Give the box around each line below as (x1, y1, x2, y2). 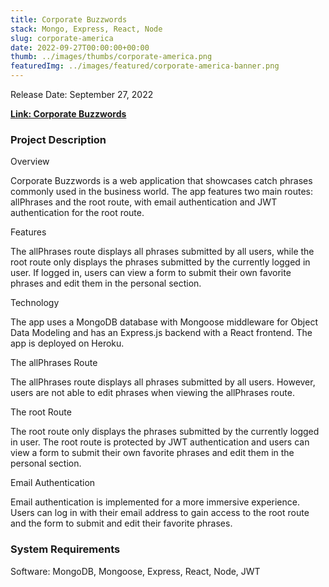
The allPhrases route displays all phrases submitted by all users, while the (10, 246, 315, 258)
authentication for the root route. (10, 207, 145, 219)
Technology (10, 297, 60, 309)
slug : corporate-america (10, 33, 114, 43)
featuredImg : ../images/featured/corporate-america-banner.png (10, 61, 280, 71)
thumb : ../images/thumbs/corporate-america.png (10, 52, 213, 62)
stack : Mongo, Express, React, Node (10, 24, 163, 34)
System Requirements (10, 542, 121, 556)
